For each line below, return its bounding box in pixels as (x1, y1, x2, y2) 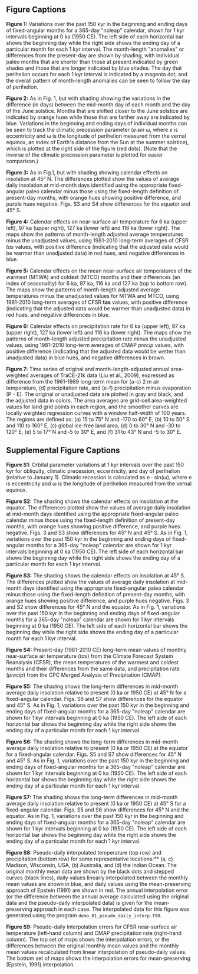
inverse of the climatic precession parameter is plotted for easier (6, 151, 163, 158)
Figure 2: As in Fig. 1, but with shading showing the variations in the (6, 95, 171, 102)
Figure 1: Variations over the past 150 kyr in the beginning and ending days (6, 20, 188, 27)
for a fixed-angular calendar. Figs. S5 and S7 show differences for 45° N (6, 751, 181, 758)
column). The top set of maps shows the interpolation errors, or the (6, 936, 170, 943)
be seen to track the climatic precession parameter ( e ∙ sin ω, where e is (6, 126, 179, 133)
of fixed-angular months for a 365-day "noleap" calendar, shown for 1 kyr (6, 27, 184, 34)
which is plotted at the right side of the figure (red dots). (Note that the (6, 145, 177, 152)
